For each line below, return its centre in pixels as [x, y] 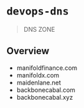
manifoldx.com [38, 75]
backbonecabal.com [46, 90]
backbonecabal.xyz [45, 97]
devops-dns [38, 11]
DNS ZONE [39, 29]
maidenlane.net [39, 82]
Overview [28, 51]
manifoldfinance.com [47, 68]
